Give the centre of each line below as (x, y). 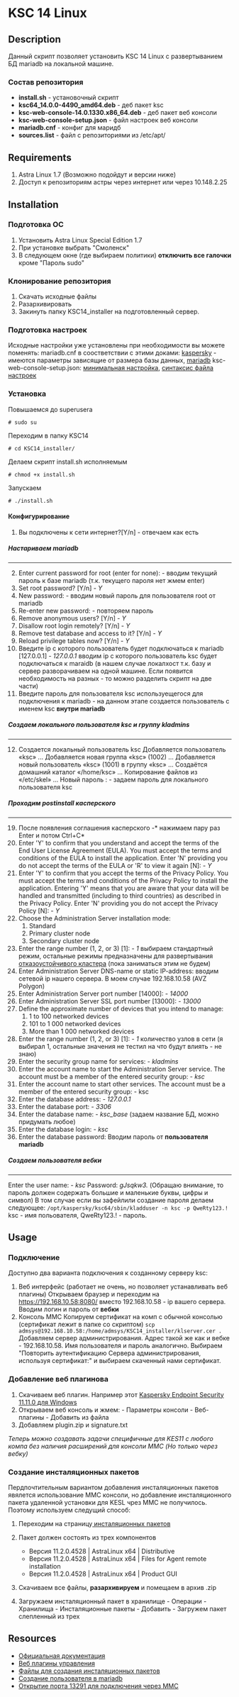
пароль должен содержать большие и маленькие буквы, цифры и (108, 1192)
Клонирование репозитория (60, 281)
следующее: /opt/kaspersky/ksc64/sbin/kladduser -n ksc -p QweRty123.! (118, 1208)
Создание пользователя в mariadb (70, 1678)
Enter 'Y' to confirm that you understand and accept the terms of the (118, 842)
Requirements (40, 157)
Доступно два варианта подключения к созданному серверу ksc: (108, 1273)
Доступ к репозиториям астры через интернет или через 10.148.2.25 (123, 182)
